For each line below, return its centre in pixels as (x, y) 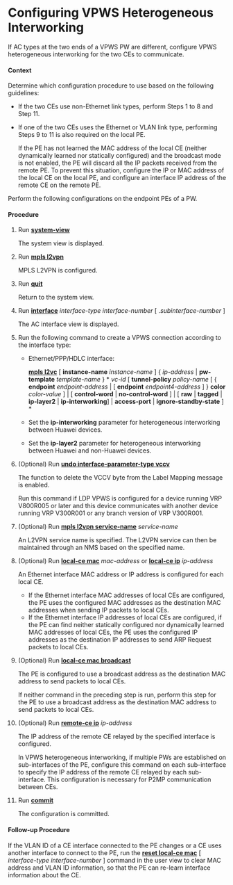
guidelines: (24, 93)
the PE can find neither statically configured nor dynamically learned (126, 625)
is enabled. (34, 485)
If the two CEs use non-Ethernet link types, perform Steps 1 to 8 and (115, 106)
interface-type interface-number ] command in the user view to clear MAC (114, 860)
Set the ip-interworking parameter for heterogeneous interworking (124, 423)
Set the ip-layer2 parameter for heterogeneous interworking (114, 444)
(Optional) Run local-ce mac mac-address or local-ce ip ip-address (115, 561)
